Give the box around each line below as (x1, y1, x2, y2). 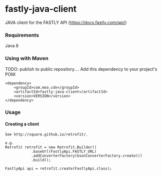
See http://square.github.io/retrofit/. (5, 132, 89, 137)
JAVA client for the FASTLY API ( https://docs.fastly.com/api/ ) (5, 20, 127, 25)
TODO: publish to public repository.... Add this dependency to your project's (5, 66, 157, 72)
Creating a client (5, 121, 39, 127)
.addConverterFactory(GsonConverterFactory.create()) (31, 153, 143, 158)
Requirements (5, 32, 39, 39)
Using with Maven (5, 55, 49, 62)
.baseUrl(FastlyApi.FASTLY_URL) (31, 149, 97, 154)
